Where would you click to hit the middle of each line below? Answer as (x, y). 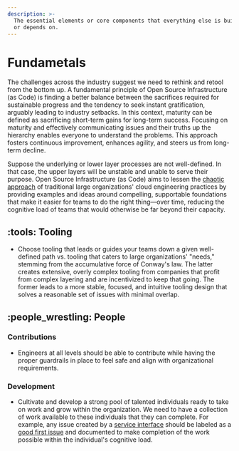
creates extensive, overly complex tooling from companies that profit (119, 272)
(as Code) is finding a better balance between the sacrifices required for (113, 98)
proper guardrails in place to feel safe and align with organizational (115, 360)
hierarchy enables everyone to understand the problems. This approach (113, 135)
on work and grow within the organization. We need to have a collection (123, 410)
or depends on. (36, 27)
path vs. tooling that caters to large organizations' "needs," (128, 256)
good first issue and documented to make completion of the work (113, 432)
